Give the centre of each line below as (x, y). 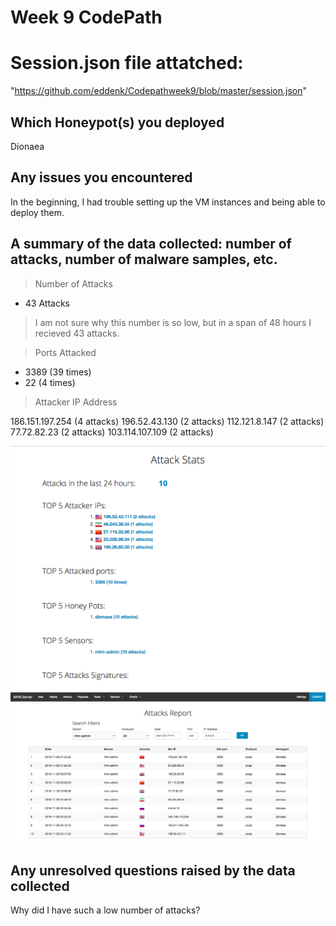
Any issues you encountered (101, 177)
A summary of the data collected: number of (151, 244)
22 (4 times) (50, 382)
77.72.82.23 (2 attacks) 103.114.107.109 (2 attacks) (112, 432)
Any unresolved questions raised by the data (153, 870)
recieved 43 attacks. (77, 333)
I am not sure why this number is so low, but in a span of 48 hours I (173, 322)
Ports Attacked (65, 352)
